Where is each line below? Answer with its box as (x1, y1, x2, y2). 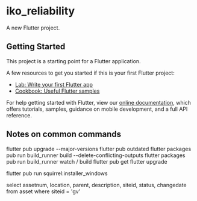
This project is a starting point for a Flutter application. (6, 57, 141, 64)
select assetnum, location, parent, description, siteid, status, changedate (6, 181, 187, 188)
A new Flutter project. (6, 24, 60, 31)
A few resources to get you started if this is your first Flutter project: (6, 69, 175, 76)
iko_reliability (6, 4, 75, 18)
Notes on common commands (6, 129, 122, 140)
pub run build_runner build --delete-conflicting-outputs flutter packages (6, 152, 186, 159)
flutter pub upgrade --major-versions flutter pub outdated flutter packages (6, 145, 192, 152)
